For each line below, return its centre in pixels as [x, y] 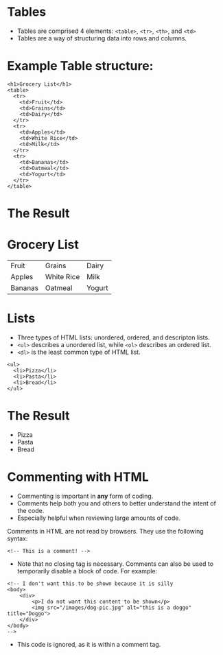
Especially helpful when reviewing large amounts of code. [98, 518]
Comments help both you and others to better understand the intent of [116, 503]
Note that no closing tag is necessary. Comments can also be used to [115, 564]
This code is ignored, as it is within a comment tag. [89, 644]
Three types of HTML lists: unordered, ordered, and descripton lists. [114, 337]
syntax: [17, 538]
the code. [31, 510]
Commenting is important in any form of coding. [85, 496]
